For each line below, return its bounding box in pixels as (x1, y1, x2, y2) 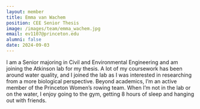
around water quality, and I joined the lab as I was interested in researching (6, 71, 192, 78)
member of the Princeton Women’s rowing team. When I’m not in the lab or (6, 84, 191, 91)
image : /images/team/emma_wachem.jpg (6, 25, 101, 32)
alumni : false (6, 37, 42, 43)
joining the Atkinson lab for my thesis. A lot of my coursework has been (6, 65, 183, 72)
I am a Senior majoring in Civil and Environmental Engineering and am (6, 58, 178, 66)
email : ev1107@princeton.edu (6, 31, 79, 37)
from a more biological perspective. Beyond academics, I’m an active (6, 77, 177, 84)
